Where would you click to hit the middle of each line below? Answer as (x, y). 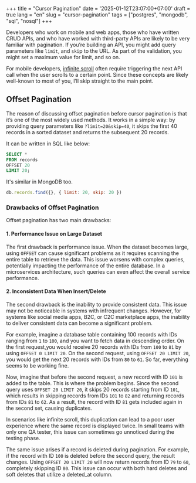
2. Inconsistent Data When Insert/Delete (56, 291)
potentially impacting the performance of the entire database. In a (86, 266)
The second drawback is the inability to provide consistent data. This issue (97, 304)
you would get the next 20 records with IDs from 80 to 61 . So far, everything (97, 359)
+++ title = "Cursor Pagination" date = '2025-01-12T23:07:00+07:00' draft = (98, 8)
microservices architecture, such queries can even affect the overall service (98, 271)
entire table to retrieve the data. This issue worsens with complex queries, (95, 259)
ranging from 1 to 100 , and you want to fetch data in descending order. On (95, 341)
